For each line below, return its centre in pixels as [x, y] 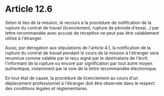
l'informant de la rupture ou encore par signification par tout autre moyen [79, 63]
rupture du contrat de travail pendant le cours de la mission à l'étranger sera [82, 53]
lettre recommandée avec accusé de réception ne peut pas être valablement [82, 33]
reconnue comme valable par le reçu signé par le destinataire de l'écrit [76, 58]
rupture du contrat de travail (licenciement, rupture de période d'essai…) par [82, 27]
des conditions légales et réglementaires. [47, 88]
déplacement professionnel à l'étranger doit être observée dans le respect [80, 83]
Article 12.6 [29, 9]
